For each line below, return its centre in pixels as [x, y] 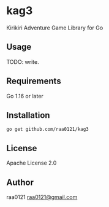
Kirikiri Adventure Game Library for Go [55, 28]
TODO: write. [23, 61]
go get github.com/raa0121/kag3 [47, 130]
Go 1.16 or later [25, 96]
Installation [28, 115]
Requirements [34, 81]
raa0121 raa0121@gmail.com [42, 197]
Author [20, 182]
